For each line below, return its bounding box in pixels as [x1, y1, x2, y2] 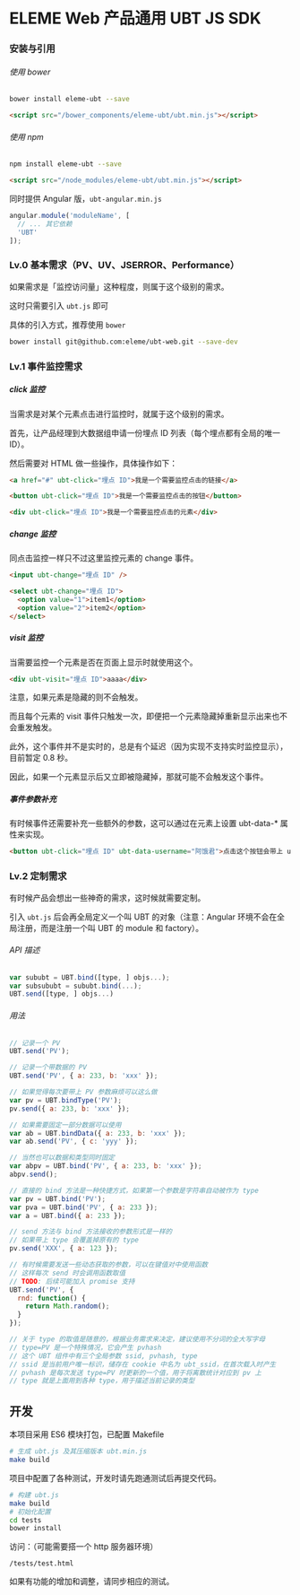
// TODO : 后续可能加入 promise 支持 [9, 1277, 135, 1286]
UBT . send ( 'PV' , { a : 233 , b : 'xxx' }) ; [9, 1071, 159, 1081]
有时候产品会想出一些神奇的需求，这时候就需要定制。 [9, 892, 206, 902]
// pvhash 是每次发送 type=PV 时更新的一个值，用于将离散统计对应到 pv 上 [9, 1368, 262, 1377]
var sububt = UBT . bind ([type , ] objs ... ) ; [9, 972, 170, 982]
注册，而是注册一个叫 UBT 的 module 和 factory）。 [16, 922, 204, 933]
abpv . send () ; [9, 1170, 58, 1180]
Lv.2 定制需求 [9, 870, 67, 883]
